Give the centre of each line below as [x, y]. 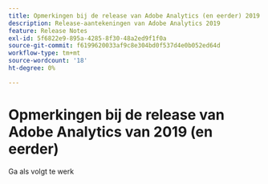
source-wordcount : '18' [48, 61]
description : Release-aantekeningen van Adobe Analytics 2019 [114, 23]
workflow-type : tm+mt [45, 53]
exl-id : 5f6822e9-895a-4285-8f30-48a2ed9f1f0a [87, 38]
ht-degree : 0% [32, 68]
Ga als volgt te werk [41, 171]
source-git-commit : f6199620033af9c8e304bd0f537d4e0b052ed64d [114, 46]
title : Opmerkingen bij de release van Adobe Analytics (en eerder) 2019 [134, 16]
